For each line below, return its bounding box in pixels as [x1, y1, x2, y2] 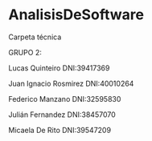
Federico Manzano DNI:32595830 [8, 94, 121, 103]
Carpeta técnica [8, 32, 62, 42]
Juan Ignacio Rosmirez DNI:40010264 [8, 79, 134, 88]
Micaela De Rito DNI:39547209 [8, 125, 111, 135]
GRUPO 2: [8, 47, 43, 57]
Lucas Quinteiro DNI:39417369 [8, 62, 110, 73]
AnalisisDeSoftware [8, 6, 145, 24]
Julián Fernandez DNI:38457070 [8, 110, 116, 119]
